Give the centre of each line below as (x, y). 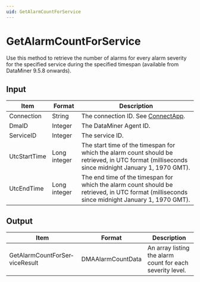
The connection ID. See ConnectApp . (133, 116)
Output (19, 221)
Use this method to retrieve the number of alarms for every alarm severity (96, 58)
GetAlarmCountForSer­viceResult (41, 259)
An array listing (168, 248)
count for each (168, 263)
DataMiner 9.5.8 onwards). (39, 70)
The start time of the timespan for (128, 145)
